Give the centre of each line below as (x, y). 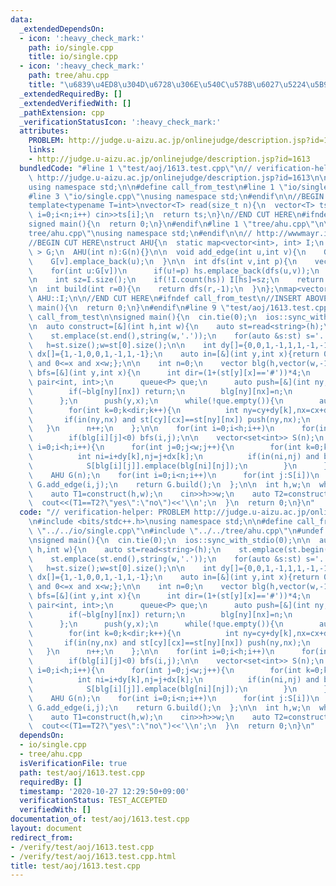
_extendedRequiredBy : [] (71, 94)
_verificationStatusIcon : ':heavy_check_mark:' (120, 122)
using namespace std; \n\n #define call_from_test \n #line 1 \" (158, 187)
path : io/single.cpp (71, 47)
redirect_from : (42, 837)
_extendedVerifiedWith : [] (75, 103)
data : (21, 19)
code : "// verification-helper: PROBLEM (104, 512)
